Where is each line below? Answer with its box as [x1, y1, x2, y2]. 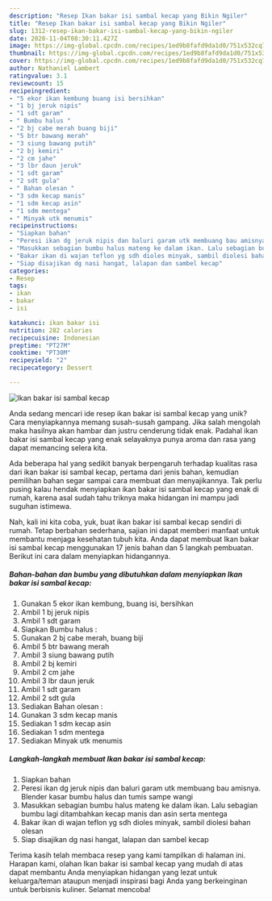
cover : [9, 57, 31, 65]
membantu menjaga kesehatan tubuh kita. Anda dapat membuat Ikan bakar [9, 534, 259, 544]
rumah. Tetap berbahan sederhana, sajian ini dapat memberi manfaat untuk [9, 525, 260, 535]
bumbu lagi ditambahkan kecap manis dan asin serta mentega [20, 808, 228, 819]
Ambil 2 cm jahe [20, 667, 75, 677]
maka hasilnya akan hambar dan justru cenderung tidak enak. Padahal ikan [9, 425, 258, 436]
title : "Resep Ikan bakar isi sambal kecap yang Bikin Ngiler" [9, 19, 227, 27]
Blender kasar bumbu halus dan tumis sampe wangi [20, 791, 194, 801]
